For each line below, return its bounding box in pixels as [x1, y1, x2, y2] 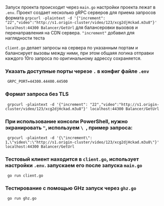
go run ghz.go [7, 196, 37, 201]
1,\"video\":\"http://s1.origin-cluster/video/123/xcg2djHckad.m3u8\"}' [5, 140, 160, 145]
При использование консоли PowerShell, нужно [5, 118, 128, 125]
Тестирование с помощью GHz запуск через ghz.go [5, 185, 137, 192]
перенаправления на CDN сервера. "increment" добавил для [5, 30, 135, 35]
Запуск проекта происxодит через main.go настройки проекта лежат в [5, 4, 156, 10]
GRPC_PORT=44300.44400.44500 [7, 79, 68, 84]
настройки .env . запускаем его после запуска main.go [5, 162, 143, 169]
